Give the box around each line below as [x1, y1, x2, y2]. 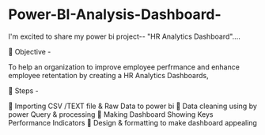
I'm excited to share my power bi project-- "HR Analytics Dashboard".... [8, 32, 241, 41]
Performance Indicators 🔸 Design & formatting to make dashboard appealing [8, 118, 257, 127]
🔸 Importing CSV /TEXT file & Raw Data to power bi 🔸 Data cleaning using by [8, 101, 257, 111]
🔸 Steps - [8, 85, 40, 96]
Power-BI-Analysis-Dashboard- [8, 6, 221, 24]
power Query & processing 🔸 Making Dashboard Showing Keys [8, 109, 214, 119]
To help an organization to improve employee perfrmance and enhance [8, 62, 240, 72]
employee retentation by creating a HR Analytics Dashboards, [8, 70, 209, 80]
